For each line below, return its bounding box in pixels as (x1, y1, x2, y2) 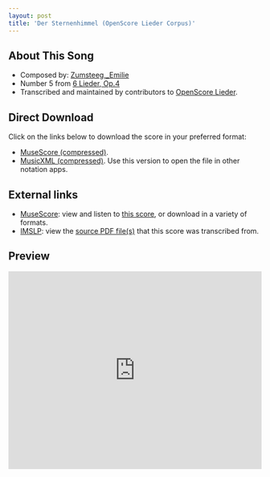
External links (8, 188, 79, 202)
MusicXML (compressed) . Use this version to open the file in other (19, 156, 240, 165)
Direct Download (8, 110, 94, 124)
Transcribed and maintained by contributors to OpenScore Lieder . (19, 88, 239, 97)
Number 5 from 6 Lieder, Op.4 (19, 79, 121, 88)
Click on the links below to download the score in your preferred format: (8, 132, 247, 141)
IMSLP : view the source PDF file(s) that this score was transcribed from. (19, 226, 260, 235)
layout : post (8, 11, 52, 20)
